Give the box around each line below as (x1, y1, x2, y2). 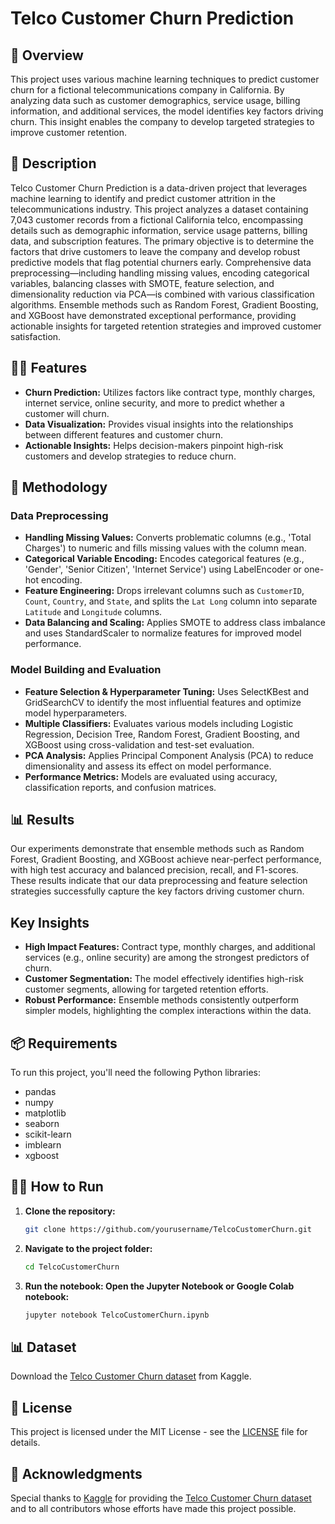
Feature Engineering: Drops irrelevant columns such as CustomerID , (24, 585, 305, 597)
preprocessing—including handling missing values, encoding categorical (10, 267, 310, 279)
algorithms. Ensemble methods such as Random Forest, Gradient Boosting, (10, 298, 319, 311)
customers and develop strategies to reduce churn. (24, 450, 237, 462)
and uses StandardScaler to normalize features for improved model (24, 627, 302, 639)
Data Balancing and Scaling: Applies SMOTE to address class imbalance (24, 617, 326, 629)
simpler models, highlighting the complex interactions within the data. (24, 1005, 312, 1017)
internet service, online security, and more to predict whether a (24, 397, 285, 409)
